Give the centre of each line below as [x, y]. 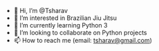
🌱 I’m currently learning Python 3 [60, 25]
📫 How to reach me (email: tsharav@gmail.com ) [83, 40]
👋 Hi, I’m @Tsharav [40, 11]
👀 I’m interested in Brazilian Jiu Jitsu [65, 18]
